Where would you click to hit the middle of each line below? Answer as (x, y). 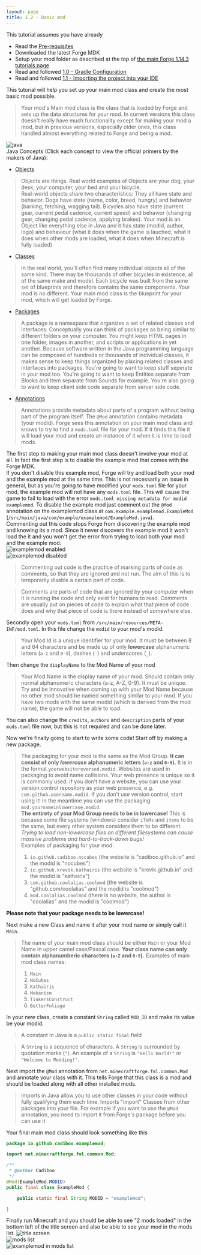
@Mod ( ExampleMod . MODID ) (36, 1182)
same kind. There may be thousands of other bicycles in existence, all (107, 274)
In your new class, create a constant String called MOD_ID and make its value (100, 1017)
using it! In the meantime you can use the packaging (85, 800)
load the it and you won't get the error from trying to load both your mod (95, 536)
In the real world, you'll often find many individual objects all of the (103, 268)
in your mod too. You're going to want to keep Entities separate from (105, 374)
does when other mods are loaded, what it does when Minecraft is (103, 238)
